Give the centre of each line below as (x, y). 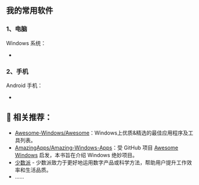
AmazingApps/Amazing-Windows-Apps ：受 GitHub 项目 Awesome (96, 148)
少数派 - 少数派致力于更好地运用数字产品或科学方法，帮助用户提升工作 (101, 162)
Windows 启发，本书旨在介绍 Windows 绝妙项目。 (76, 155)
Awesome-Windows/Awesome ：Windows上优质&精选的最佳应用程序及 (101, 133)
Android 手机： (24, 85)
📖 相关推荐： (29, 117)
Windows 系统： (26, 43)
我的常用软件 (30, 11)
